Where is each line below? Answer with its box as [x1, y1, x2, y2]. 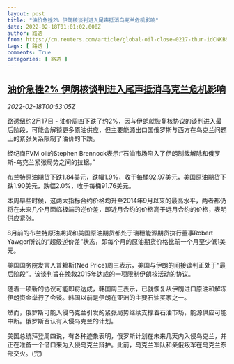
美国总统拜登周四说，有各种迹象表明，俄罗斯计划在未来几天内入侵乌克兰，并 [7, 331, 227, 340]
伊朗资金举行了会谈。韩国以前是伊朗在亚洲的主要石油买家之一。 [7, 293, 190, 301]
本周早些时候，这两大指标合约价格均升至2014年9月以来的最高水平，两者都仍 [7, 196, 226, 205]
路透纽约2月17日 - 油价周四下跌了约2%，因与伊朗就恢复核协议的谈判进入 [7, 117, 216, 125]
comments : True [7, 50, 52, 57]
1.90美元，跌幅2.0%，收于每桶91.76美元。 [13, 181, 135, 189]
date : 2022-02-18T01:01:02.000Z [7, 23, 101, 30]
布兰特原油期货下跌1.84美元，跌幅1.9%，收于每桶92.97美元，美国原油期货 [7, 173, 221, 181]
